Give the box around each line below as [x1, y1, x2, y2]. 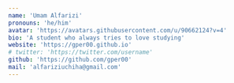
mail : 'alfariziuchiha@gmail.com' [8, 63, 122, 71]
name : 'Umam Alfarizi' [8, 11, 83, 20]
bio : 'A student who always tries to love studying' [8, 33, 185, 42]
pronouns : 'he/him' [8, 19, 72, 27]
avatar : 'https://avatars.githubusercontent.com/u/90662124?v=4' [8, 26, 227, 34]
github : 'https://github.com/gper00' [8, 56, 132, 64]
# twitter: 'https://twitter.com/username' [8, 48, 154, 56]
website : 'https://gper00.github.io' [8, 41, 132, 49]
